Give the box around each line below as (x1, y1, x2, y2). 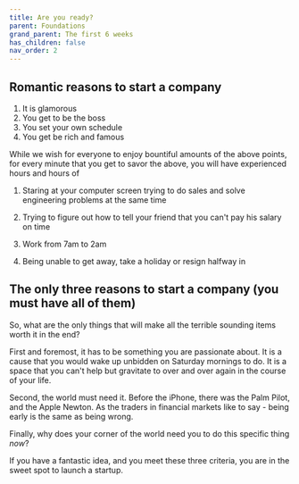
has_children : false (9, 38, 87, 47)
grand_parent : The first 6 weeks (9, 29, 134, 38)
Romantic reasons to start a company (9, 79, 222, 95)
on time (21, 221, 51, 232)
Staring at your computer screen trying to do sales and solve (21, 185, 245, 196)
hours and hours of (9, 167, 80, 179)
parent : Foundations (9, 21, 87, 30)
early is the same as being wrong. (9, 411, 134, 421)
